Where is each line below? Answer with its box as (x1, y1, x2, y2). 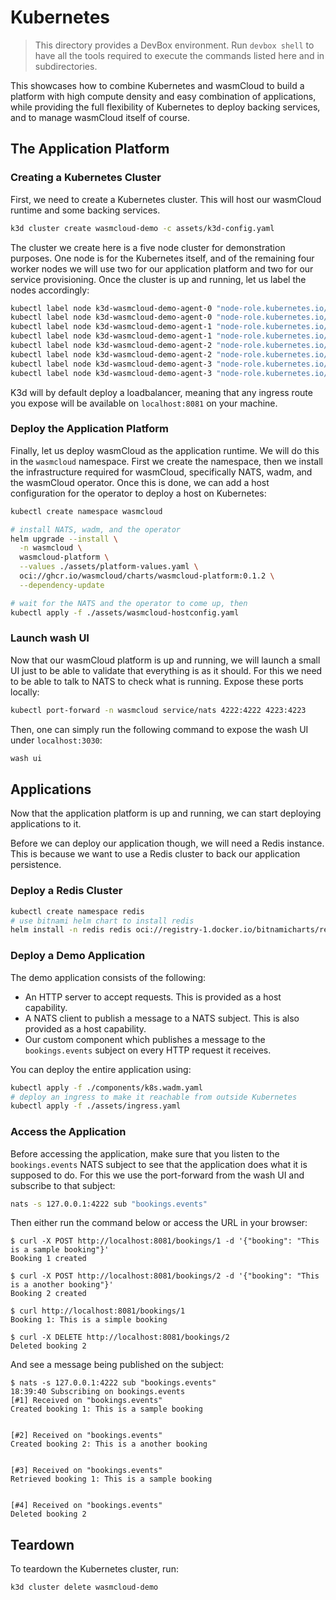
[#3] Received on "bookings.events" (10, 1466, 163, 1476)
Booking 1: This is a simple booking (10, 1315, 168, 1325)
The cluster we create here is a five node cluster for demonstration (10, 241, 286, 253)
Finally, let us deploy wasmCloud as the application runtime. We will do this (10, 444, 320, 456)
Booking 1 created (10, 1254, 87, 1264)
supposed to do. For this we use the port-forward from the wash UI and (10, 1169, 305, 1181)
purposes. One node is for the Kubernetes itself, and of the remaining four (10, 252, 315, 264)
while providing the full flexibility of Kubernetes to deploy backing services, (10, 101, 321, 113)
